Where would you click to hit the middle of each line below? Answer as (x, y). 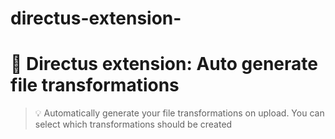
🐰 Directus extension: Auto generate (164, 64)
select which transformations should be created (133, 124)
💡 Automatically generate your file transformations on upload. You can (179, 113)
